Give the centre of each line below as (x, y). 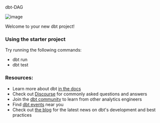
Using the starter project (36, 39)
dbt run (20, 60)
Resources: (19, 78)
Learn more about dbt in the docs (46, 88)
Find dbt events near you (38, 104)
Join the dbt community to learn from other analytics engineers (77, 99)
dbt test (20, 65)
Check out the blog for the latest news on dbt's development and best (84, 110)
